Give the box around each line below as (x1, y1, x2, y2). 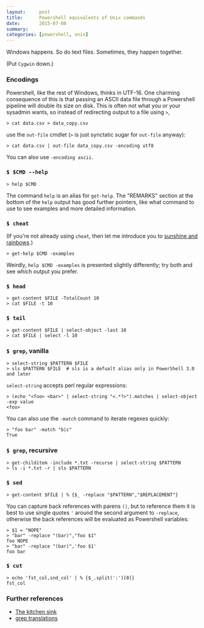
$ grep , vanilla (6, 346, 49, 355)
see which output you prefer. (6, 268, 79, 275)
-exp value (6, 399, 34, 405)
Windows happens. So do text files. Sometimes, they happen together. (6, 48, 183, 55)
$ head (6, 283, 26, 290)
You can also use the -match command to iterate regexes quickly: (6, 415, 169, 422)
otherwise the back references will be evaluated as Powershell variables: (6, 515, 189, 523)
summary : (6, 26, 29, 32)
